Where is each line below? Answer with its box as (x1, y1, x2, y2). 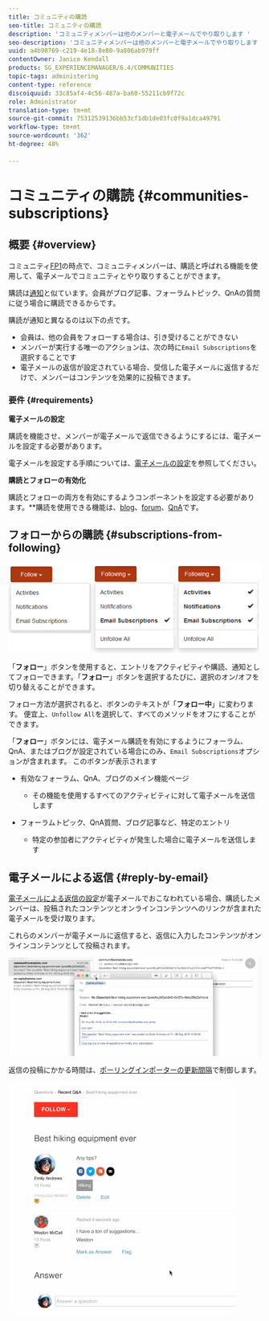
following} (8, 541, 62, 555)
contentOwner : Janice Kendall (8, 55, 110, 63)
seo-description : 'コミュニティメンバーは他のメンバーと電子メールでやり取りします (8, 39, 259, 47)
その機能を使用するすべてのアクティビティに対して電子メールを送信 (31, 791, 255, 801)
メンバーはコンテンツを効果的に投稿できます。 (41, 372, 195, 381)
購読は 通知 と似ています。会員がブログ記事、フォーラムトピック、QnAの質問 (8, 287, 261, 297)
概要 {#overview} (8, 238, 96, 252)
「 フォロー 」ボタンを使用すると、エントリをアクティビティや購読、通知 (8, 663, 247, 672)
